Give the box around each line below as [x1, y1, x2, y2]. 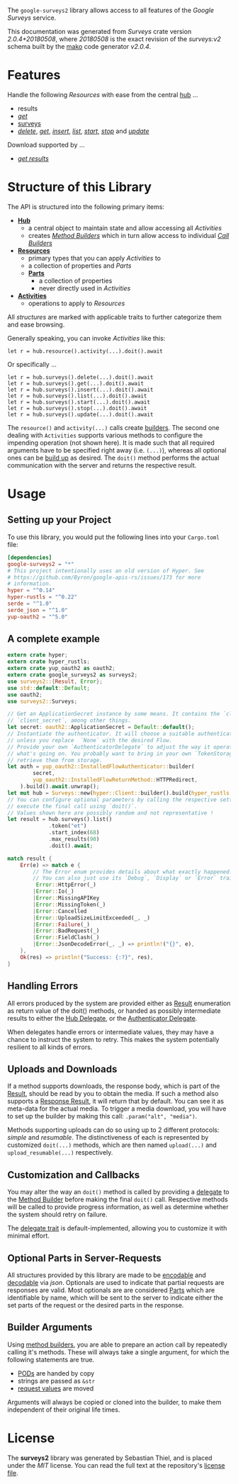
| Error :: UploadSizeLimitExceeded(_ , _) [33, 914, 151, 922]
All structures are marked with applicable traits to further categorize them [7, 312, 222, 321]
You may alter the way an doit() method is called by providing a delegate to [7, 1188, 230, 1196]
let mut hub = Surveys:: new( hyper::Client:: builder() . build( [7, 789, 192, 796]
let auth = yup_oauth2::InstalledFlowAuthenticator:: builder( [7, 763, 195, 771]
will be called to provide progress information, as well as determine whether [7, 1203, 229, 1211]
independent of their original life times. [7, 1405, 120, 1414]
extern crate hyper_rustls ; [7, 658, 91, 665]
